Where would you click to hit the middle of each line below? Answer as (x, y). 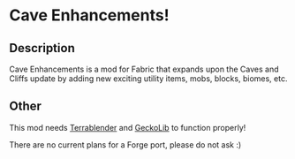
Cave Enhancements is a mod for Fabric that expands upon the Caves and (144, 69)
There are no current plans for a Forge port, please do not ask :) (125, 144)
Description (42, 48)
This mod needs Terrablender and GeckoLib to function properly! (128, 127)
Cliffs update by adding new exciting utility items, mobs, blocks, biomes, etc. (148, 79)
